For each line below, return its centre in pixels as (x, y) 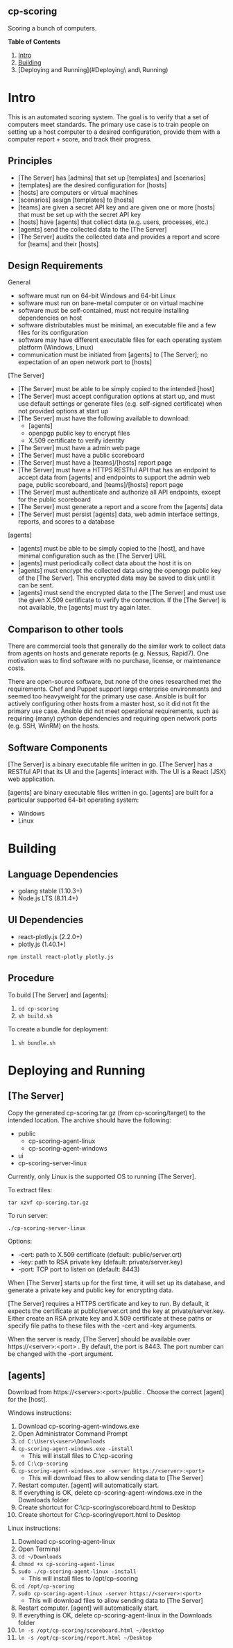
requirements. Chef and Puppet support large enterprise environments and (115, 689)
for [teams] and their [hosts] (58, 244)
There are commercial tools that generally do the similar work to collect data (117, 646)
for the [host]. (28, 1400)
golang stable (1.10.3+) (50, 891)
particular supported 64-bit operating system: (74, 800)
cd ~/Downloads (40, 1557)
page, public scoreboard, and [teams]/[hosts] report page (101, 485)
